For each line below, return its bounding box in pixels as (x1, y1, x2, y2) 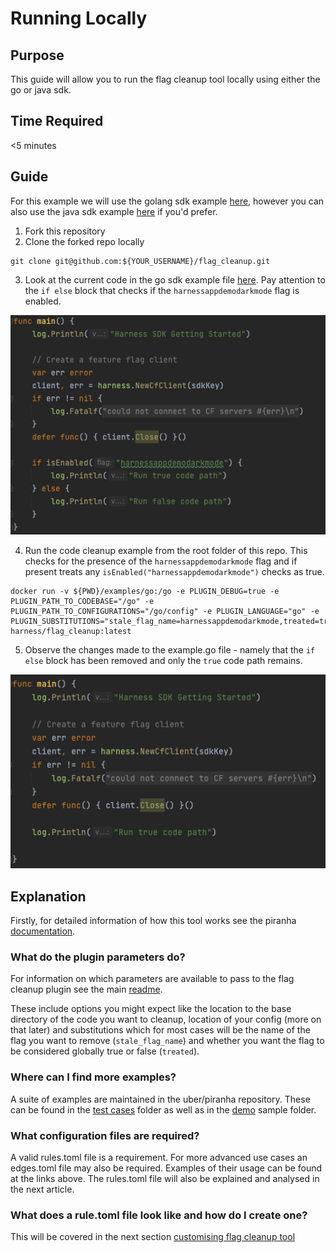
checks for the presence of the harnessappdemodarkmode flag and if (24, 555, 298, 567)
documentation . (10, 925, 76, 937)
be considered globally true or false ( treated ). (10, 1045, 200, 1057)
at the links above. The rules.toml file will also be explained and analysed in (10, 1173, 320, 1185)
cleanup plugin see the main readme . (10, 983, 163, 996)
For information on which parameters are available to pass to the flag (10, 973, 295, 985)
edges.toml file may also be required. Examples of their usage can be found (10, 1162, 323, 1174)
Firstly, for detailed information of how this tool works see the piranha (10, 915, 297, 927)
